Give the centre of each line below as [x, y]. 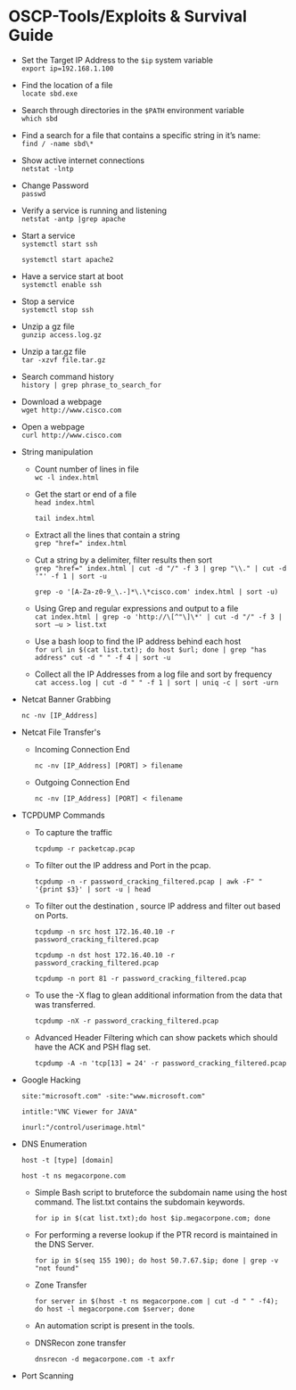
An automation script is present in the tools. [115, 1325]
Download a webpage [62, 401]
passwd [33, 193]
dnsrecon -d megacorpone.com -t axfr [105, 1359]
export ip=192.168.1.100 [67, 69]
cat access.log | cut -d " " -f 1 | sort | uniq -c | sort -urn [156, 683]
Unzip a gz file [48, 326]
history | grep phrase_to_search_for [91, 385]
